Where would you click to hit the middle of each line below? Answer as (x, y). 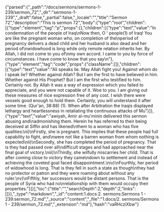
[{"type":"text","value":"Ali (31, 69)
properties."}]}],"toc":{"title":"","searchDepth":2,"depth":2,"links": (71, 189)
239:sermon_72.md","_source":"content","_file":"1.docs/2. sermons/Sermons (82, 199)
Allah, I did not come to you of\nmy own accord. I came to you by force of (79, 54)
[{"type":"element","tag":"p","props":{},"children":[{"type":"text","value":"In (81, 28)
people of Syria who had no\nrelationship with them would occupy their (77, 183)
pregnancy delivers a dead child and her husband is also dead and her (76, 43)
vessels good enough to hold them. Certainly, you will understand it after (78, 100)
